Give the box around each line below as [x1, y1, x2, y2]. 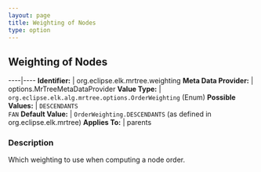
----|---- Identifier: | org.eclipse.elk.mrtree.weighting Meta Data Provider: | [8, 76, 254, 86]
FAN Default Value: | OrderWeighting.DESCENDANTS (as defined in [8, 109, 212, 119]
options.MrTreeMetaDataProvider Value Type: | [8, 84, 162, 94]
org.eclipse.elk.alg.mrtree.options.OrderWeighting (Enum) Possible [8, 93, 237, 102]
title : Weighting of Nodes [8, 19, 96, 27]
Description [8, 137, 54, 148]
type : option [8, 26, 51, 34]
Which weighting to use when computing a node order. [8, 155, 186, 165]
